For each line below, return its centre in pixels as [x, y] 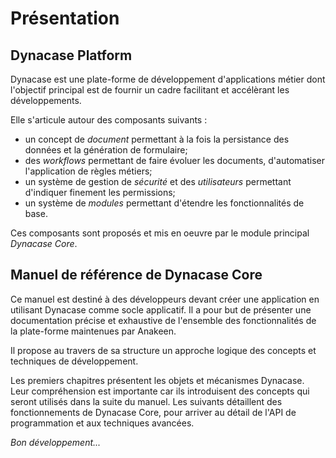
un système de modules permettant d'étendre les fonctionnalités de [164, 203]
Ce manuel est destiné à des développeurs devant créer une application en [165, 299]
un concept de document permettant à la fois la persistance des [157, 139]
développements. [46, 100]
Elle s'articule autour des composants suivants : [109, 120]
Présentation [65, 18]
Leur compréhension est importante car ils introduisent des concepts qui [160, 391]
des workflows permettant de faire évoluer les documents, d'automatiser [174, 160]
